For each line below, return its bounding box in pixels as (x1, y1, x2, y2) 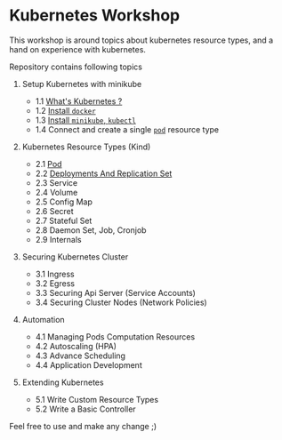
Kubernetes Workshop (9, 5, 181, 26)
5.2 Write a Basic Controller (35, 404, 136, 414)
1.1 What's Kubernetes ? (35, 95, 123, 107)
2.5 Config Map (35, 196, 93, 207)
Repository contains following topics (9, 61, 142, 72)
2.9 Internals (35, 234, 82, 244)
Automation (21, 314, 65, 324)
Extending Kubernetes (21, 377, 104, 388)
